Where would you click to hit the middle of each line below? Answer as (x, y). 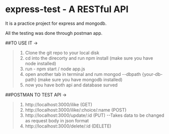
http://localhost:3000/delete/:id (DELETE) (68, 126)
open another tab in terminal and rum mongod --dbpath (83, 74)
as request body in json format (57, 120)
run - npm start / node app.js (55, 69)
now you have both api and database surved (71, 85)
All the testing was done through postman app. (54, 33)
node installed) (41, 63)
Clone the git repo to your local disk (62, 53)
